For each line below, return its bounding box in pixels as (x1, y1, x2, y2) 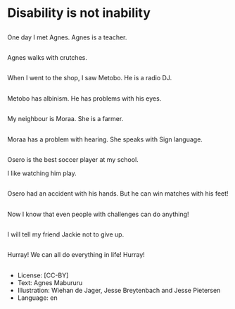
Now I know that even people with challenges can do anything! (7, 210, 189, 218)
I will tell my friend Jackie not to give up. (7, 230, 125, 239)
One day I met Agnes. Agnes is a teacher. (7, 33, 127, 42)
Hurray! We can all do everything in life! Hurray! (7, 251, 146, 259)
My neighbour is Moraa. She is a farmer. (7, 115, 124, 123)
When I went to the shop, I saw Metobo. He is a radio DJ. (7, 74, 172, 82)
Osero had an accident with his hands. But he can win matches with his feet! (7, 189, 229, 198)
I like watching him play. (7, 169, 77, 177)
